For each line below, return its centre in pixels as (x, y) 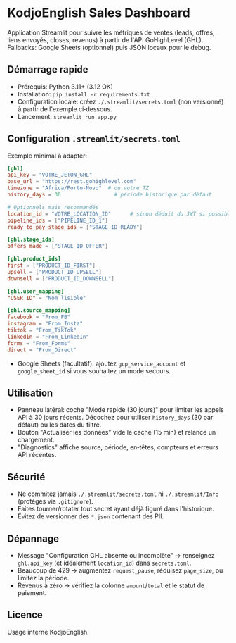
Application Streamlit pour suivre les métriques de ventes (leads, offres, (111, 32)
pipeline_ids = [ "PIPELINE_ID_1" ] (58, 220)
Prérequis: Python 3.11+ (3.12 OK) (65, 87)
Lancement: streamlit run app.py (67, 116)
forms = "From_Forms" (39, 343)
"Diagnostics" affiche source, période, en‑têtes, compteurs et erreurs (118, 447)
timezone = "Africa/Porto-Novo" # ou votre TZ (78, 188)
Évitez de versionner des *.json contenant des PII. (91, 516)
